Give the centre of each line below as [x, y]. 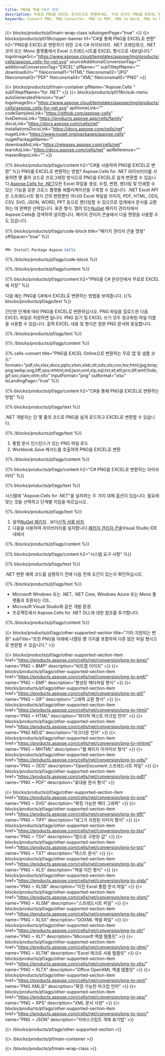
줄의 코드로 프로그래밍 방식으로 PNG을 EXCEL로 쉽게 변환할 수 [83, 177]
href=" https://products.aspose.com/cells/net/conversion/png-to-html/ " [77, 710]
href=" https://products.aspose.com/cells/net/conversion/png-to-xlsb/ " [77, 881]
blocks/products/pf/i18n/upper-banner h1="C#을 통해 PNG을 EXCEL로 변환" [81, 39]
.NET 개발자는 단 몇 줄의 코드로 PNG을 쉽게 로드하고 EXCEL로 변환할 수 [74, 417]
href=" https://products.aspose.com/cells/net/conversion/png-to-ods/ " [77, 760]
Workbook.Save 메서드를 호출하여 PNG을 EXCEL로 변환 [67, 449]
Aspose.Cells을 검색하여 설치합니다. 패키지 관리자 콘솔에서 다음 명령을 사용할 [79, 214]
